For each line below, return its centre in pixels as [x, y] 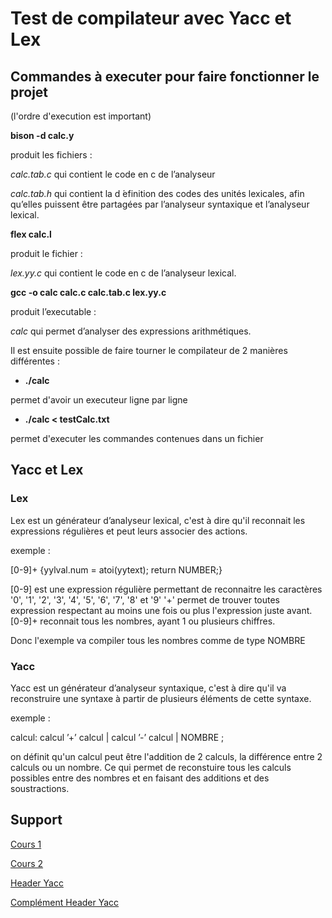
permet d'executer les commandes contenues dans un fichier [137, 438]
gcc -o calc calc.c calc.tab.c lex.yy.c [88, 292]
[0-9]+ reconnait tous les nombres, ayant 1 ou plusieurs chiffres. [143, 621]
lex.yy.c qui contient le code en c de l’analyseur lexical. [123, 273]
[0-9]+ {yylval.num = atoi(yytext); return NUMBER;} [116, 569]
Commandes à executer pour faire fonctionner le [165, 76]
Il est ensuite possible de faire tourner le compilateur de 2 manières [149, 350]
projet [29, 92]
